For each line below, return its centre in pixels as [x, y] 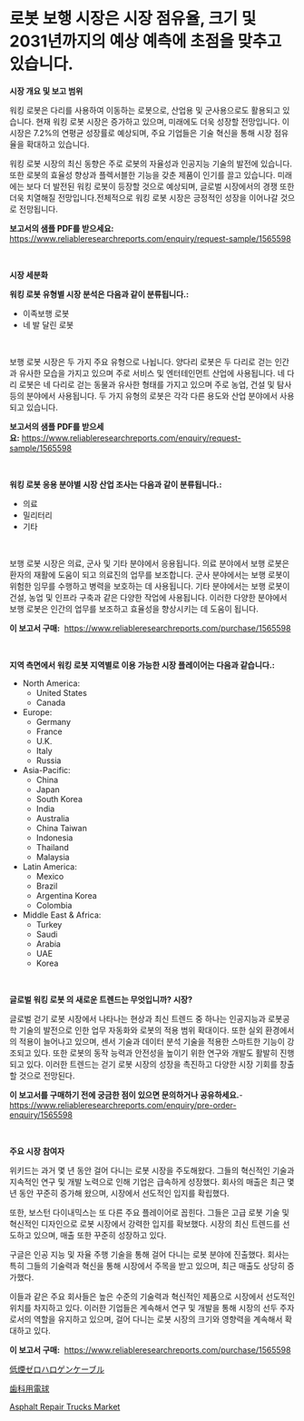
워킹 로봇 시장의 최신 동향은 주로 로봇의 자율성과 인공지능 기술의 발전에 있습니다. [151, 164]
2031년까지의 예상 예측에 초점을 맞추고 [146, 41]
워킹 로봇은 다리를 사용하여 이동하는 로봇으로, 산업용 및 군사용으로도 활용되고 [145, 110]
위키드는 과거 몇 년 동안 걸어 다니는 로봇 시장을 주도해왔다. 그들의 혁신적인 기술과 [152, 1170]
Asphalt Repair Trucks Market [65, 1406]
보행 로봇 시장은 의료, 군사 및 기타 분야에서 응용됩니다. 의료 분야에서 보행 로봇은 [150, 563]
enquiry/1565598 [41, 1115]
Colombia [54, 905]
